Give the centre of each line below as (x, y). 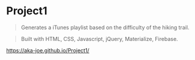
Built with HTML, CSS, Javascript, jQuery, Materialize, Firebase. (99, 39)
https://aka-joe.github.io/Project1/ (48, 50)
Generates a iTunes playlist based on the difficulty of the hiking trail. (105, 27)
